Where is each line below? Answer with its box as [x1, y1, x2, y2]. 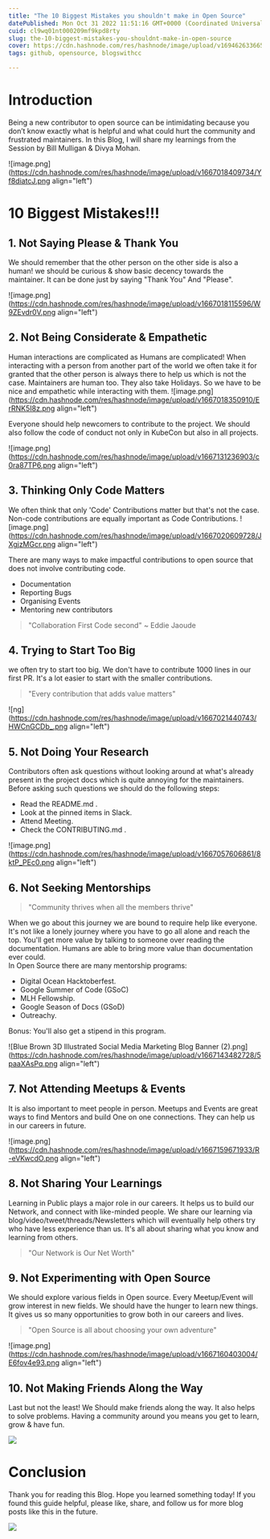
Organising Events [19, 596, 81, 606]
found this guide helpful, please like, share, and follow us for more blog [8, 1499, 243, 1508]
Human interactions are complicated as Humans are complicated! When [8, 352, 247, 362]
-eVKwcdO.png [8, 1153, 59, 1163]
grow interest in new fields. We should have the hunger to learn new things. [8, 1301, 259, 1311]
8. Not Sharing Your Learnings [8, 1177, 162, 1190]
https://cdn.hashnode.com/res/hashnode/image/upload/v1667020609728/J [10, 531, 262, 540]
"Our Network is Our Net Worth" [27, 1247, 135, 1257]
